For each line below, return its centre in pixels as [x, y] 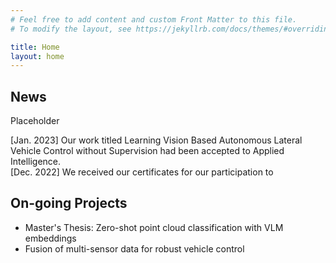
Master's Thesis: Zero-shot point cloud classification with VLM [154, 227]
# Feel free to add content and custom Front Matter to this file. [154, 19]
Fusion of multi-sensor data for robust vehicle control [134, 248]
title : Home [35, 47]
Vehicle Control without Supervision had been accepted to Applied [147, 151]
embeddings [50, 238]
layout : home [37, 56]
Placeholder [35, 121]
